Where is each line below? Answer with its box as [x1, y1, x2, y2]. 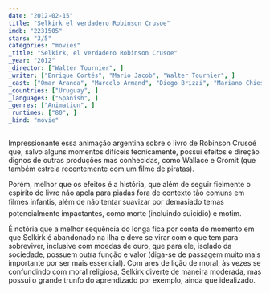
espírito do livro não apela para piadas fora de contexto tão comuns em [8, 188, 245, 197]
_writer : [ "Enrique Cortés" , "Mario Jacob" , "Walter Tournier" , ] [8, 71, 235, 79]
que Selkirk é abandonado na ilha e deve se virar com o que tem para [8, 232, 239, 242]
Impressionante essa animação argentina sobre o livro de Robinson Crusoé [8, 138, 257, 148]
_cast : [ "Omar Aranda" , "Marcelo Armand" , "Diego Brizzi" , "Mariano [8, 79, 243, 87]
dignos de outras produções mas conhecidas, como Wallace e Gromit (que [8, 155, 256, 165]
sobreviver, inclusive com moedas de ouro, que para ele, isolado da [8, 241, 232, 250]
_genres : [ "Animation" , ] [8, 101, 95, 109]
